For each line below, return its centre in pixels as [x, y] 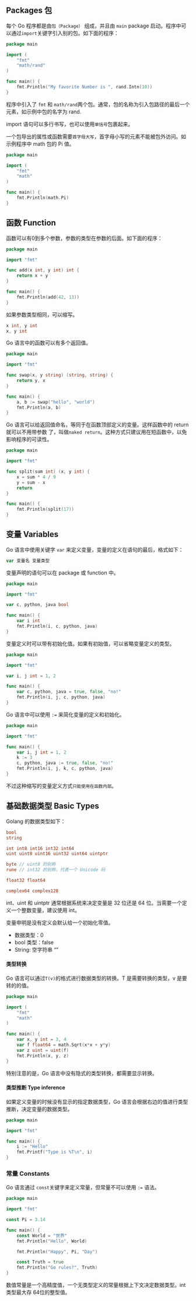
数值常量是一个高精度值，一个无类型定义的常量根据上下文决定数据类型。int [96, 1285]
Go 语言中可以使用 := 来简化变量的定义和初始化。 [65, 714]
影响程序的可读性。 [29, 439]
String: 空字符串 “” [36, 949]
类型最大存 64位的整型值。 [38, 1292]
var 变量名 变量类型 [28, 560]
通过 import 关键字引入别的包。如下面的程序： [65, 33]
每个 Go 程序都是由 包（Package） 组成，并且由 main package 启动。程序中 [94, 26]
